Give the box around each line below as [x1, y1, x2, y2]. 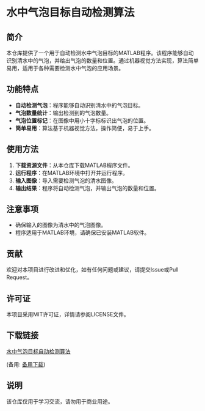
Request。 [6, 273, 32, 281]
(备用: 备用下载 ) [6, 360, 46, 368]
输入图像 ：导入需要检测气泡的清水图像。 [15, 177, 117, 184]
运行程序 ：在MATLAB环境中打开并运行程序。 [15, 169, 128, 176]
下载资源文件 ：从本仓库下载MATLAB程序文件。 [15, 161, 134, 169]
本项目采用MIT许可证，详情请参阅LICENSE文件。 [6, 311, 129, 318]
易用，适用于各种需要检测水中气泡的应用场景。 [6, 65, 124, 72]
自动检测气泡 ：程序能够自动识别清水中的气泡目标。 [15, 102, 144, 109]
